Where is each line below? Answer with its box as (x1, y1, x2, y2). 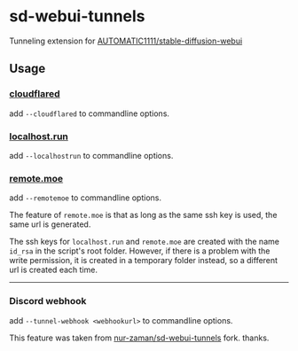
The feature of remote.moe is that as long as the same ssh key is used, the (9, 210, 278, 221)
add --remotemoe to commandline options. (9, 192, 162, 203)
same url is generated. (9, 219, 91, 230)
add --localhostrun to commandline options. (9, 150, 174, 160)
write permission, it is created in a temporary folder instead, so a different (9, 255, 278, 266)
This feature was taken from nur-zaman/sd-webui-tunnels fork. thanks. (9, 332, 270, 343)
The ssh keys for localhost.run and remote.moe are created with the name (9, 237, 279, 247)
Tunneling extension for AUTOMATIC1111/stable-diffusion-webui (9, 35, 243, 46)
